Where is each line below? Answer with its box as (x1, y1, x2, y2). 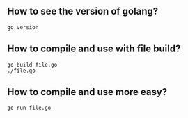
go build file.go (7, 61, 58, 68)
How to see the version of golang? (7, 6, 159, 17)
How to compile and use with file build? (7, 43, 181, 55)
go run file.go (7, 104, 52, 112)
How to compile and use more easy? (7, 86, 168, 98)
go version (7, 24, 39, 31)
